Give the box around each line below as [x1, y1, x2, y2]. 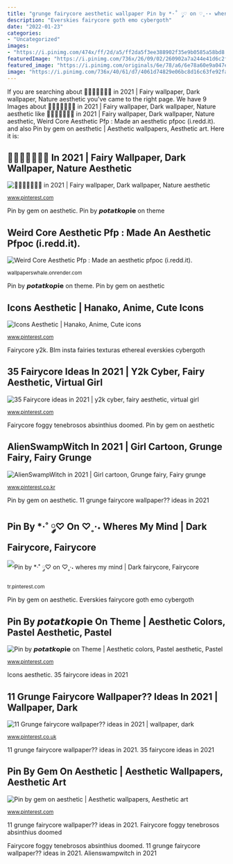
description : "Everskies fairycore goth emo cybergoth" [7, 17, 172, 24]
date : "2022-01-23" [7, 23, 64, 30]
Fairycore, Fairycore [7, 541, 96, 553]
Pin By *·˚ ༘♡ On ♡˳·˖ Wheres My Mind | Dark [7, 520, 207, 532]
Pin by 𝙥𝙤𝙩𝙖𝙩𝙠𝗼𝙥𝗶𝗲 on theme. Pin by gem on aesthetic [7, 282, 165, 290]
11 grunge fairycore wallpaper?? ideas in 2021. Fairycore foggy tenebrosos [7, 820, 220, 829]
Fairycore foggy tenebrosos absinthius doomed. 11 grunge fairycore [7, 841, 201, 849]
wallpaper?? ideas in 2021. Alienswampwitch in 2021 [7, 849, 157, 857]
